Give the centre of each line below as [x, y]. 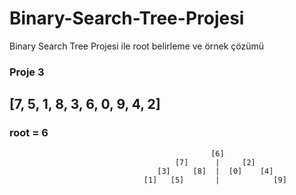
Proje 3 [27, 72]
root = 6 [29, 133]
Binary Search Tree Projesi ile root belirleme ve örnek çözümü [137, 46]
